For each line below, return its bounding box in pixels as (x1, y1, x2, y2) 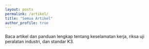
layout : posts (5, 7, 34, 12)
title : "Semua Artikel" (5, 16, 53, 21)
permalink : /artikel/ (5, 12, 49, 16)
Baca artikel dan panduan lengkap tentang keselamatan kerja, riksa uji (5, 34, 145, 39)
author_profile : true (5, 20, 49, 25)
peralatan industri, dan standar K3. (5, 39, 74, 45)
